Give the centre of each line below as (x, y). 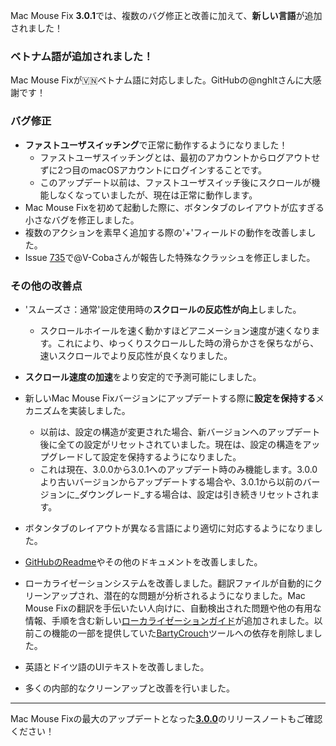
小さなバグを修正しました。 (82, 220)
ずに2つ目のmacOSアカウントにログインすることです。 (153, 170)
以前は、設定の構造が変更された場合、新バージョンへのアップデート (180, 431)
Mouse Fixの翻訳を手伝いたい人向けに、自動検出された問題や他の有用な (173, 608)
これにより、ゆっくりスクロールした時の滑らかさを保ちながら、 (188, 343)
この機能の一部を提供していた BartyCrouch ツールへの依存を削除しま (173, 633)
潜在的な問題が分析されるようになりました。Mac (204, 595)
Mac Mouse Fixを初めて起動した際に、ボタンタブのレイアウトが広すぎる (174, 207)
